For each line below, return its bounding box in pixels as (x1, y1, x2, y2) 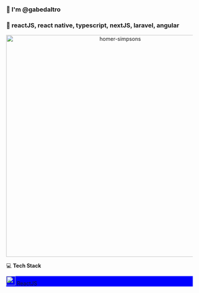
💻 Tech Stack (6, 262, 41, 269)
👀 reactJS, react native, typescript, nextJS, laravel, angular (6, 21, 179, 29)
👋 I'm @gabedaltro (6, 5, 61, 14)
